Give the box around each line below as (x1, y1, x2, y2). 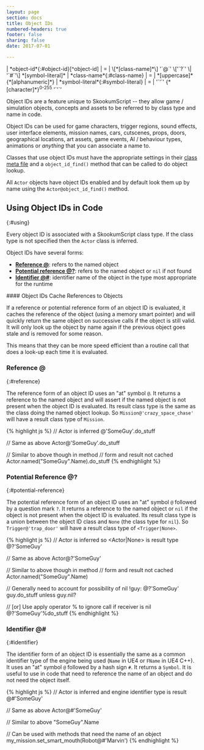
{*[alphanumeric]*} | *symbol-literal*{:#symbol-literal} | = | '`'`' (6, 78, 165, 86)
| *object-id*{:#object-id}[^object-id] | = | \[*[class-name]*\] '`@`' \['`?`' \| (6, 65, 192, 72)
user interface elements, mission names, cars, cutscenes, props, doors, (6, 129, 186, 136)
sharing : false (6, 37, 45, 43)
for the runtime (15, 281, 53, 288)
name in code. (6, 111, 43, 118)
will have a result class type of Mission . (6, 415, 105, 422)
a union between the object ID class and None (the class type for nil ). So (6, 518, 189, 525)
